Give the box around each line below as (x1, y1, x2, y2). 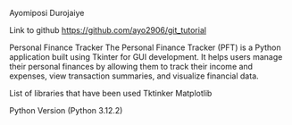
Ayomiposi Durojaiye (9, 8, 85, 18)
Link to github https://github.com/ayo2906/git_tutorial (9, 25, 207, 35)
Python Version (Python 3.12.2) (9, 105, 123, 115)
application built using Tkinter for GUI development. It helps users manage (9, 52, 283, 62)
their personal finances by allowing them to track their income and (9, 62, 253, 71)
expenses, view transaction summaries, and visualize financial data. (9, 71, 259, 81)
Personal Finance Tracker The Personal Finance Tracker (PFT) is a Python (9, 42, 281, 53)
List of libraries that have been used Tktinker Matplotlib (9, 88, 213, 98)
